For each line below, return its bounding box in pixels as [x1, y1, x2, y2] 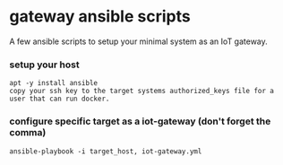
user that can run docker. [9, 94, 110, 104]
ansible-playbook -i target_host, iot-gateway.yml [9, 146, 202, 156]
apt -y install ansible [9, 79, 99, 88]
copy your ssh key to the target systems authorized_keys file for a [9, 87, 275, 96]
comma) [9, 126, 47, 139]
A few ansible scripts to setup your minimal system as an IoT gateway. [9, 36, 269, 47]
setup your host [9, 58, 80, 71]
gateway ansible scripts [9, 6, 191, 27]
